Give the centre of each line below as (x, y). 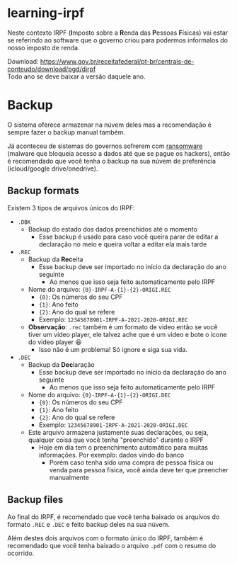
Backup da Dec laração (61, 364)
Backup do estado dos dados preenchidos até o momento (113, 229)
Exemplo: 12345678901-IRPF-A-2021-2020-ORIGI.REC (113, 319)
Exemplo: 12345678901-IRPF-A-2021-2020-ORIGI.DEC (113, 425)
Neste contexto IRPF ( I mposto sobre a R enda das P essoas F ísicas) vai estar (118, 33)
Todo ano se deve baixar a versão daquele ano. (76, 76)
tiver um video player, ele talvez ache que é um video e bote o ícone (128, 334)
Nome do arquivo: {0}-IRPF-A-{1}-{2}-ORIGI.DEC (99, 394)
